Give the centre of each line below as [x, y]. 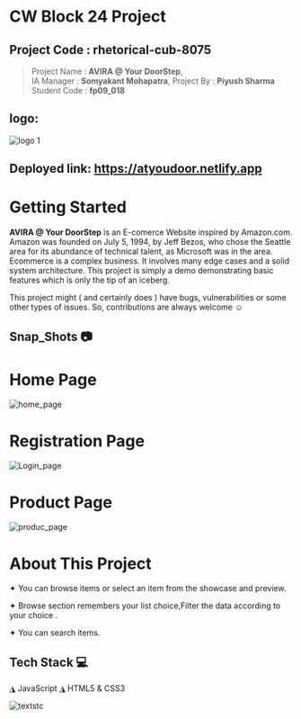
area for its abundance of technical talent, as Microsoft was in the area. [141, 252]
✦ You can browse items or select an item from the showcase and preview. [148, 589]
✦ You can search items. [55, 633]
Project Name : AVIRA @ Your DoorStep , [107, 71]
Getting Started [68, 207]
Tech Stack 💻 [49, 662]
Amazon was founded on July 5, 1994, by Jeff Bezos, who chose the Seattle [150, 242]
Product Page [61, 502]
